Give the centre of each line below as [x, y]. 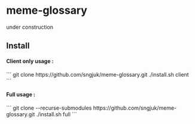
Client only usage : [30, 61]
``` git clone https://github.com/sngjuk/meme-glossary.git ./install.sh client [98, 74]
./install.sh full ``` [57, 114]
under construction [30, 27]
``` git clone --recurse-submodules [49, 108]
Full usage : [21, 95]
